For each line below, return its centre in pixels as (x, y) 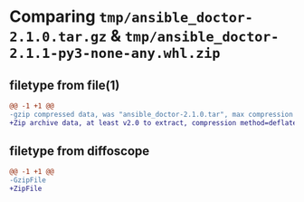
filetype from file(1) (65, 85)
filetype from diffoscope (80, 151)
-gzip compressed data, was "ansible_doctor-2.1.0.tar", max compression (152, 114)
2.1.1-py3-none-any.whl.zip (115, 54)
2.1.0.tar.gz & (66, 36)
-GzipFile (28, 180)
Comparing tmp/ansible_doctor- (131, 17)
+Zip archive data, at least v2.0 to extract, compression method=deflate (153, 123)
